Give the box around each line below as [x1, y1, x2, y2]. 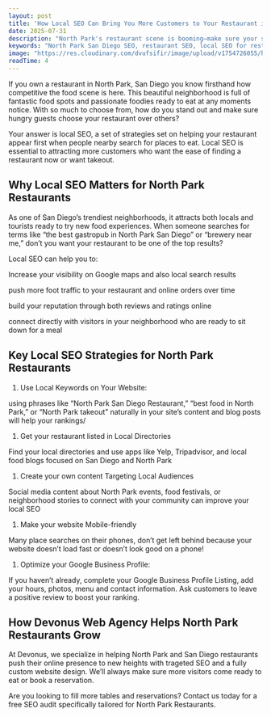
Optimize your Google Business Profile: [19, 559, 151, 569]
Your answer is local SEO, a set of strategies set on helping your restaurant [8, 129, 257, 138]
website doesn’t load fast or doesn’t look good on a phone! [8, 543, 204, 554]
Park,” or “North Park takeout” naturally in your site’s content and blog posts [8, 407, 261, 416]
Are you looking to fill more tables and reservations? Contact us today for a [8, 691, 258, 701]
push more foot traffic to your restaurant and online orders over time [8, 285, 236, 295]
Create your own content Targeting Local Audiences [19, 470, 194, 481]
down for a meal [8, 325, 63, 335]
